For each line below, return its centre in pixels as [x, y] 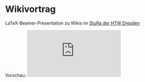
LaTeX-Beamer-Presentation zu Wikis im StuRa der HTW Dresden [72, 23]
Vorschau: [16, 75]
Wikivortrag [30, 9]
